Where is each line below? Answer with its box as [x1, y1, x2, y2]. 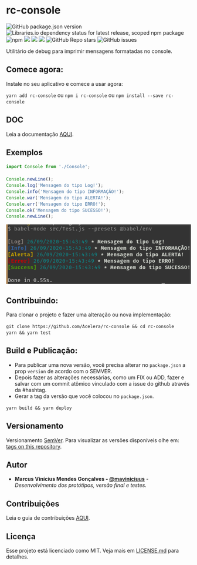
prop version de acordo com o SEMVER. [14, 367, 113, 375]
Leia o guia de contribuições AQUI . [6, 514, 90, 521]
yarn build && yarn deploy [6, 405, 72, 411]
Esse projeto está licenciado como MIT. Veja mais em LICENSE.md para [6, 547, 179, 554]
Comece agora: [6, 65, 63, 75]
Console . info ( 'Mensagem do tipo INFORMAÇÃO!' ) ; [6, 189, 125, 195]
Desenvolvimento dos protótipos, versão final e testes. [14, 482, 147, 489]
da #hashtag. [14, 386, 47, 393]
